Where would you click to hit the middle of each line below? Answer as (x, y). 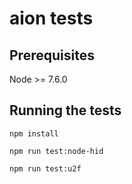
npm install (34, 133)
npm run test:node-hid (56, 151)
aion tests (51, 18)
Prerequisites (52, 55)
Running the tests (65, 110)
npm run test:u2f (45, 168)
